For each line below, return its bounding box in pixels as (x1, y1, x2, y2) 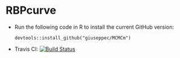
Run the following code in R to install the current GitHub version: (14, 23, 175, 30)
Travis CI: (14, 45, 39, 53)
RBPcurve (5, 4, 57, 17)
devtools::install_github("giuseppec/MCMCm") (14, 35, 131, 41)
